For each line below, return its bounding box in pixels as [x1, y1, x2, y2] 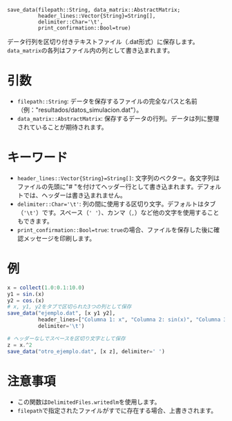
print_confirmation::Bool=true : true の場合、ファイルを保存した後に [17, 225, 214, 234]
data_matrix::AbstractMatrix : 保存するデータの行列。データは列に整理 [17, 114, 220, 122]
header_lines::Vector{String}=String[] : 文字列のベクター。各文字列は [17, 173, 220, 182]
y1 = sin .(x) [7, 291, 45, 297]
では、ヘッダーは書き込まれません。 [23, 190, 126, 199]
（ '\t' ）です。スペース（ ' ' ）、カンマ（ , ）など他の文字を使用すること [17, 208, 220, 217]
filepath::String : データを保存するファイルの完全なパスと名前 [17, 97, 198, 105]
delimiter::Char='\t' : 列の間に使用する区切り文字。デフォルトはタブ [17, 199, 216, 208]
